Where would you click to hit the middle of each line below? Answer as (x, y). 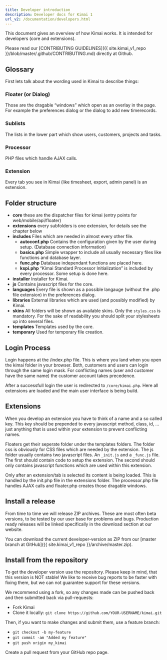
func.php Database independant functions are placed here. (81, 263)
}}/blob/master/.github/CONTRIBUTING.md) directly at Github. (69, 53)
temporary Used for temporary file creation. (58, 332)
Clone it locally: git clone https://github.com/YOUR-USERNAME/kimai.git (87, 612)
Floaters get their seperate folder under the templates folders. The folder (80, 444)
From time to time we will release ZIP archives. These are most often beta (81, 513)
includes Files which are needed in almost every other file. (73, 236)
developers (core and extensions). (40, 38)
